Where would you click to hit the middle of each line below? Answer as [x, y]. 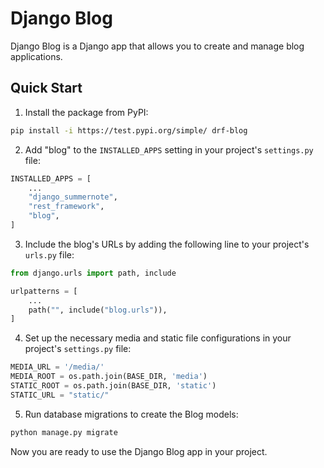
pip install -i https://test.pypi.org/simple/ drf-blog [129, 130]
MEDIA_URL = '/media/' [57, 367]
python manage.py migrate [64, 432]
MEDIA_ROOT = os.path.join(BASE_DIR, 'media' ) [109, 377]
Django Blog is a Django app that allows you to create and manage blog [157, 46]
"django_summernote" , [73, 197]
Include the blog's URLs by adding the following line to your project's [167, 244]
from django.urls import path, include [93, 273]
